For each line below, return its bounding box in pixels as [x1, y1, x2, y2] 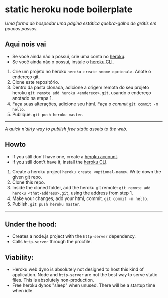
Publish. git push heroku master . [12, 201, 81, 207]
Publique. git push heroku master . [12, 111, 84, 117]
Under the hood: [5, 220, 57, 228]
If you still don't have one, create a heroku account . [12, 153, 119, 159]
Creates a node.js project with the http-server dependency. [12, 233, 136, 239]
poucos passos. [5, 25, 38, 31]
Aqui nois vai [5, 40, 46, 49]
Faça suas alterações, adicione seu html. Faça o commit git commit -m [12, 101, 158, 107]
